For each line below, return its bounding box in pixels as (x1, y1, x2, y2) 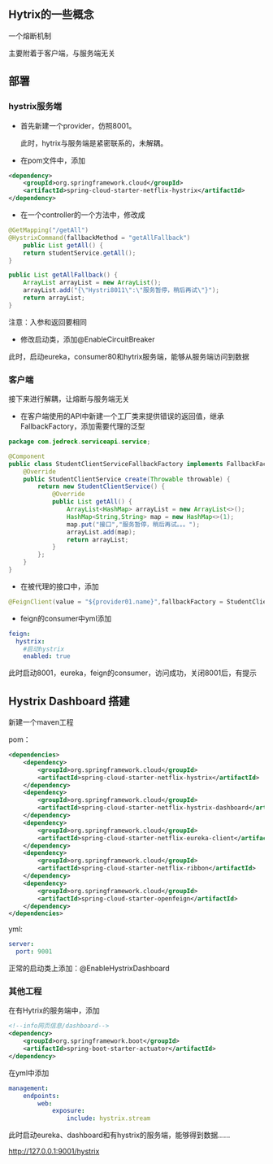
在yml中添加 (8, 1068, 50, 1078)
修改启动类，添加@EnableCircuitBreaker (19, 334, 156, 344)
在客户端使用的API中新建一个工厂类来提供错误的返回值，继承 (19, 412, 225, 421)
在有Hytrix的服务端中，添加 (8, 1005, 100, 1015)
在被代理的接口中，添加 (19, 581, 99, 591)
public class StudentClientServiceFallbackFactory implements (8, 460, 223, 468)
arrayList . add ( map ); (66, 528, 136, 536)
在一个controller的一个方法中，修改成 (19, 210, 145, 220)
